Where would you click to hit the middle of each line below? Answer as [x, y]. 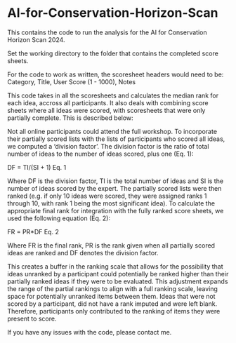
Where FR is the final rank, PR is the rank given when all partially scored [111, 245]
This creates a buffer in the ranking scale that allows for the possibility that [115, 266]
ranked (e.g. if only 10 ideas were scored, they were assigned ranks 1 [107, 196]
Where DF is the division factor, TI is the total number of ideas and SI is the [115, 181]
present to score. [32, 318]
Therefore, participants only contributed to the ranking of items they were [114, 311]
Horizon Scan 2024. [36, 39]
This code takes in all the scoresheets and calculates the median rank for [113, 95]
